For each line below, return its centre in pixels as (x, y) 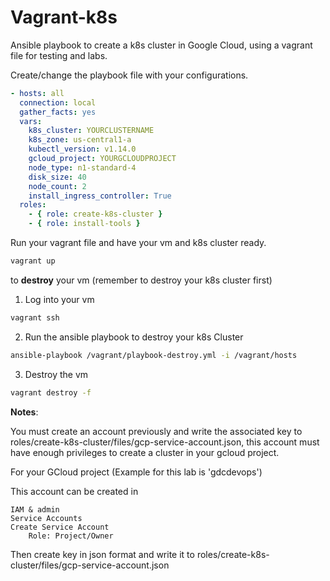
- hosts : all (37, 93)
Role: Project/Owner (71, 536)
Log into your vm (59, 299)
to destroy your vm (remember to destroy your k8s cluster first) (141, 280)
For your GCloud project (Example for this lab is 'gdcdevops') (136, 472)
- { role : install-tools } (84, 224)
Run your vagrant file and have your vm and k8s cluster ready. (138, 243)
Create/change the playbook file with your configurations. (129, 75)
